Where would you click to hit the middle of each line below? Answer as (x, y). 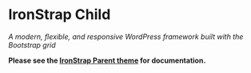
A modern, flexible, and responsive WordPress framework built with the (126, 36)
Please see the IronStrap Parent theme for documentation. (107, 60)
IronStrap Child (60, 15)
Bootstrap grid (32, 44)
